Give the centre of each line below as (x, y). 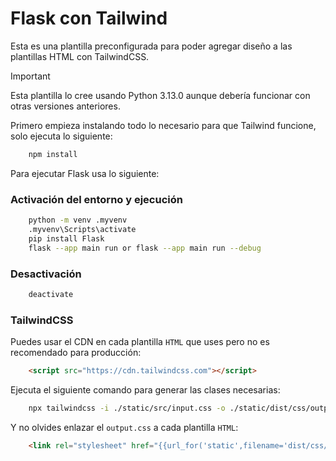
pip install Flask (66, 238)
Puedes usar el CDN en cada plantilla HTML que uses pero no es (140, 342)
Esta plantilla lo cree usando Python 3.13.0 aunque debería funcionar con (160, 95)
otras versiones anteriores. (65, 106)
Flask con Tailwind (89, 18)
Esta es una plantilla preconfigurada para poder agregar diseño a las (151, 46)
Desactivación (46, 274)
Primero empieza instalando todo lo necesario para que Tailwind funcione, (163, 125)
